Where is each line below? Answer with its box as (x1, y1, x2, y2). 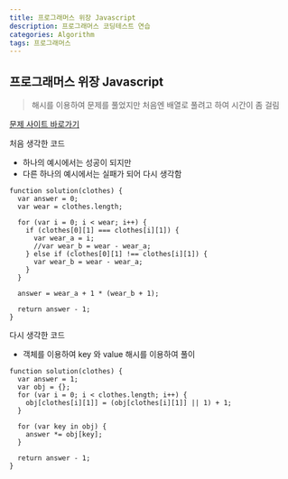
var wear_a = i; (33, 234, 95, 244)
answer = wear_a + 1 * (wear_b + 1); (17, 290, 160, 299)
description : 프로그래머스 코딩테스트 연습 (9, 22, 151, 31)
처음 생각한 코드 (9, 138, 66, 149)
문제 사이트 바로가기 (9, 119, 79, 130)
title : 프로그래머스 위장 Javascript (9, 13, 136, 23)
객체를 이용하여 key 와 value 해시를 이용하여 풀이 (22, 349, 196, 360)
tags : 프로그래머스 (9, 38, 71, 48)
